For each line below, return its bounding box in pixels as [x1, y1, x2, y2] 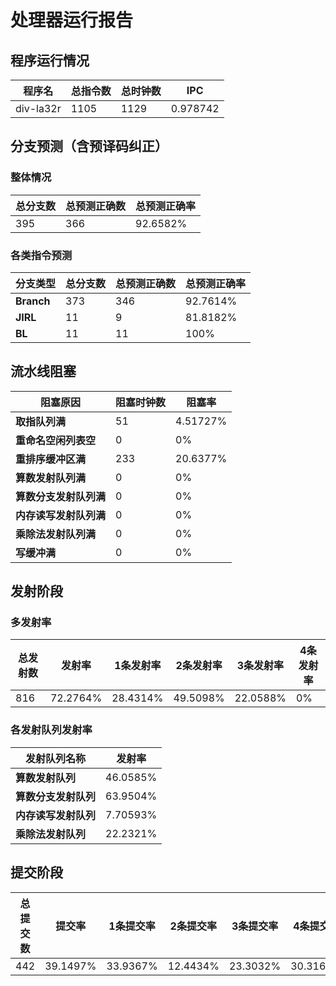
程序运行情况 [10, 52, 90, 69]
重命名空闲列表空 [15, 433, 97, 447]
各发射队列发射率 [10, 723, 93, 737]
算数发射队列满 [15, 471, 87, 485]
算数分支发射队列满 [15, 489, 107, 503]
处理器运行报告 [10, 9, 134, 32]
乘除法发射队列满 [15, 527, 97, 541]
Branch [15, 294, 51, 308]
